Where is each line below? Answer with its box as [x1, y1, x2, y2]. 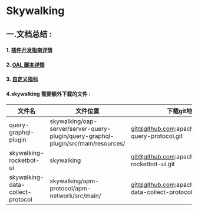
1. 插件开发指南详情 [6, 47, 53, 54]
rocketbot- [9, 156, 40, 164]
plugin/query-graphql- [49, 131, 114, 140]
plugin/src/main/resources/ [49, 139, 126, 147]
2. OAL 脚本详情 [6, 61, 45, 68]
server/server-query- [49, 124, 111, 133]
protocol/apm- [49, 184, 91, 192]
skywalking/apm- [49, 177, 99, 185]
